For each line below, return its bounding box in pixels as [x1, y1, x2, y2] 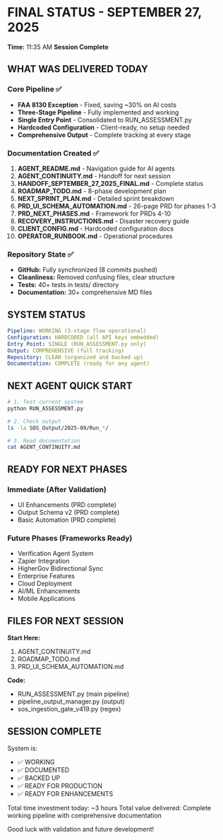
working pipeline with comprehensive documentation [7, 811, 162, 819]
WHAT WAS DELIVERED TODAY [7, 63, 148, 75]
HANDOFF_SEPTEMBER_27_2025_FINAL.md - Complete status [17, 179, 203, 187]
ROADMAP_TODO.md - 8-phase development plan [17, 187, 167, 195]
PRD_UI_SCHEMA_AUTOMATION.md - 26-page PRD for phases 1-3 [17, 202, 217, 210]
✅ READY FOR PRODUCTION [17, 781, 103, 790]
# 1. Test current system [7, 399, 83, 406]
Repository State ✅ [7, 249, 74, 259]
